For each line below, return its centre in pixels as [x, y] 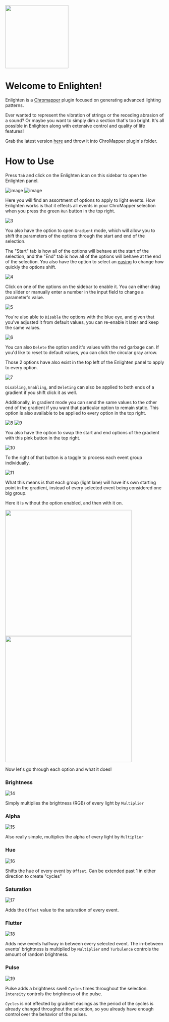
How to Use [30, 161]
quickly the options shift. [31, 267]
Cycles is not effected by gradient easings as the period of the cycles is [79, 1003]
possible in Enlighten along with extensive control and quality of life [75, 126]
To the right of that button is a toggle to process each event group [74, 457]
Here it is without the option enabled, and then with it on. [64, 503]
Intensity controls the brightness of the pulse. [54, 994]
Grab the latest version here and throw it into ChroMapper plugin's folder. [81, 141]
